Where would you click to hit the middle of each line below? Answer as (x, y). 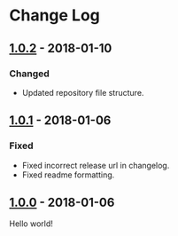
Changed (30, 74)
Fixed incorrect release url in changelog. (96, 165)
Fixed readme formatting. (68, 175)
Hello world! (31, 224)
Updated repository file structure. (83, 92)
